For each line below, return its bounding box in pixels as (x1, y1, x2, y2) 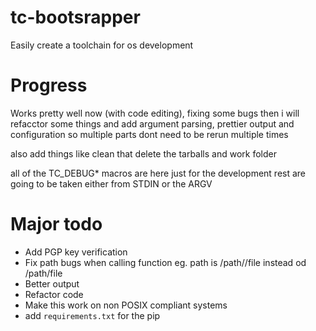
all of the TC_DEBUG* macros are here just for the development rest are (10, 167, 307, 179)
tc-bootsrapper (10, 6, 141, 29)
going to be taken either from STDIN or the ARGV (10, 177, 213, 190)
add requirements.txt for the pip (24, 309, 161, 321)
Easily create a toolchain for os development (10, 39, 194, 51)
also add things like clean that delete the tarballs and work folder (10, 147, 277, 160)
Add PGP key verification (24, 246, 128, 258)
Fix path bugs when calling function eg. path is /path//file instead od (24, 256, 307, 268)
